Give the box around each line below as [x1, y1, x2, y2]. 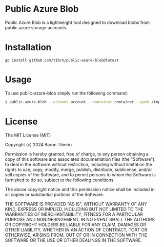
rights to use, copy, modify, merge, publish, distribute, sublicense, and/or [5, 167, 152, 172]
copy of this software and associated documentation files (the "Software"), [5, 156, 156, 162]
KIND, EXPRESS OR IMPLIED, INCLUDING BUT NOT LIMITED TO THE [5, 206, 143, 212]
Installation [5, 42, 52, 53]
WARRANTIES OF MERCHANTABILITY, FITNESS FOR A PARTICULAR [5, 211, 143, 217]
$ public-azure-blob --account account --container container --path [5, 99, 150, 104]
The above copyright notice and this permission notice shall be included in [5, 186, 155, 192]
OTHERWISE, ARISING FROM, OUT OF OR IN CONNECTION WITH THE [5, 232, 147, 238]
